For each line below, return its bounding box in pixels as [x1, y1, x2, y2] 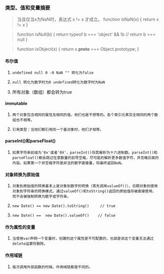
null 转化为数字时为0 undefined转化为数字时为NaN [12, 80, 105, 84]
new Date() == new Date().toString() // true [12, 204, 116, 209]
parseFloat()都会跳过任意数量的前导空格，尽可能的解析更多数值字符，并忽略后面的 [12, 155, 159, 160]
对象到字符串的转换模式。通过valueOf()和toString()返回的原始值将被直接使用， [12, 189, 156, 194]
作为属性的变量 [5, 224, 35, 230]
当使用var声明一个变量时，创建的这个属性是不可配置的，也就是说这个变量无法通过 [12, 236, 154, 241]
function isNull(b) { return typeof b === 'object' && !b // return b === [17, 31, 156, 37]
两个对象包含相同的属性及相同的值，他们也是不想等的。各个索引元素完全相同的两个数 [12, 112, 158, 117]
